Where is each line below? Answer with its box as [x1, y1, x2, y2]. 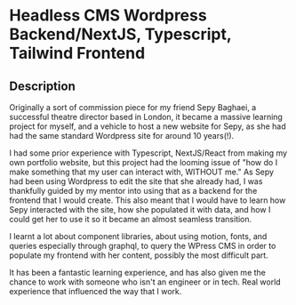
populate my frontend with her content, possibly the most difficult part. [9, 250, 268, 261]
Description [9, 78, 76, 93]
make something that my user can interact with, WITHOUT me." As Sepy [9, 166, 274, 177]
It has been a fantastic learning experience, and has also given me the [9, 268, 267, 277]
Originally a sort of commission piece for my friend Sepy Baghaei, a [9, 102, 257, 112]
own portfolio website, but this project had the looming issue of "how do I [9, 157, 278, 167]
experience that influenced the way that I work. [9, 286, 182, 296]
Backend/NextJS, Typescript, [9, 24, 232, 44]
